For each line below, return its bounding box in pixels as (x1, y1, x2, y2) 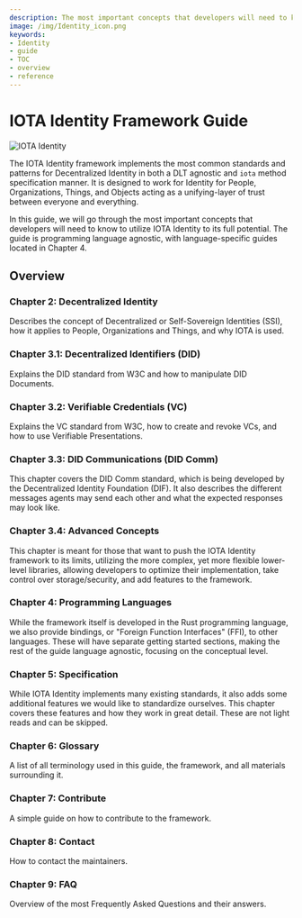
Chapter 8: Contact (9, 835, 95, 848)
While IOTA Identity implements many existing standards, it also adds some (9, 688, 288, 699)
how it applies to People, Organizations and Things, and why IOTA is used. (9, 325, 285, 336)
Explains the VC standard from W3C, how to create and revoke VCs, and (9, 421, 277, 432)
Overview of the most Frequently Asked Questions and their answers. (9, 898, 267, 910)
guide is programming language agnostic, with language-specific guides (9, 232, 278, 243)
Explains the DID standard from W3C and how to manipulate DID (9, 368, 247, 379)
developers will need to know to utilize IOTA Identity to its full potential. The (9, 223, 289, 234)
